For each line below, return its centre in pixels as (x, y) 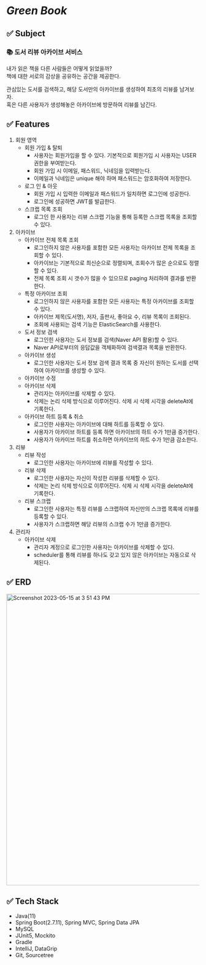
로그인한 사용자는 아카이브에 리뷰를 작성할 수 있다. (93, 462)
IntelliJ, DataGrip (36, 949)
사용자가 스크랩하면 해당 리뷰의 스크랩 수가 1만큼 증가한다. (102, 524)
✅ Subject (26, 33)
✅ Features (28, 124)
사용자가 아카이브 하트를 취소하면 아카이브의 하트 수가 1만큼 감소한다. (116, 439)
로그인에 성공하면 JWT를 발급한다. (75, 201)
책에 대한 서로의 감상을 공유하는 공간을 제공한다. (64, 76)
